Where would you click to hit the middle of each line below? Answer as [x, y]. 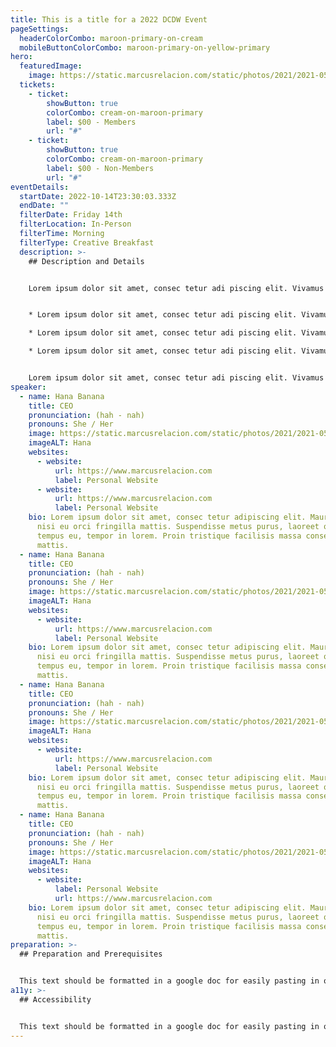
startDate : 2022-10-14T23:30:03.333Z [98, 196]
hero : [21, 57]
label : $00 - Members [91, 122]
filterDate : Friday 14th [71, 215]
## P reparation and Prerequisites [91, 954]
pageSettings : [40, 29]
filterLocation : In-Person [75, 224]
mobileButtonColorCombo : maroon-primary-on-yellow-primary [145, 47]
